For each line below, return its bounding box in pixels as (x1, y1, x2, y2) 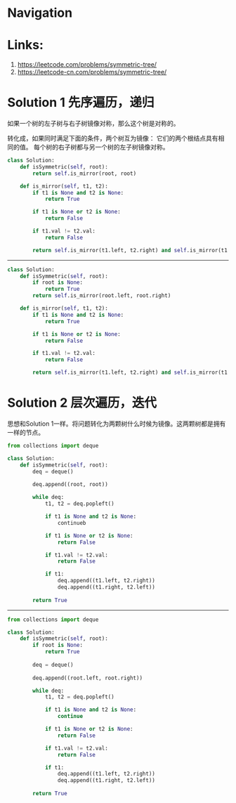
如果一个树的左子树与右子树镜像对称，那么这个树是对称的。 (7, 119, 180, 128)
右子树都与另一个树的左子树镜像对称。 (58, 143, 169, 152)
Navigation (7, 5, 72, 21)
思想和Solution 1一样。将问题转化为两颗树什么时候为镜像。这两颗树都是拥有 (7, 419, 226, 428)
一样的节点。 (7, 429, 44, 436)
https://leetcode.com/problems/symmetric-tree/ (17, 60, 157, 69)
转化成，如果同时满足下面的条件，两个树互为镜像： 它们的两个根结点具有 (7, 134, 218, 143)
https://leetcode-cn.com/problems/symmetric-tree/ (17, 68, 167, 77)
